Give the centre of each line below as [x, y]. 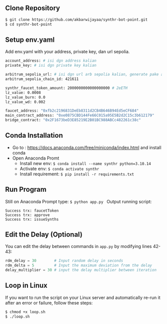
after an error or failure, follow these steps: [49, 303]
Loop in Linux [26, 285]
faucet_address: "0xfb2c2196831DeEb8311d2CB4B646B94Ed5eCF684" [72, 111]
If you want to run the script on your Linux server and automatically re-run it [83, 297]
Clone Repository [33, 8]
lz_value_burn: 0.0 [25, 97]
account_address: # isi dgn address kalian [51, 61]
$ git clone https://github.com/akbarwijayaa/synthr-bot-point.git [77, 19]
